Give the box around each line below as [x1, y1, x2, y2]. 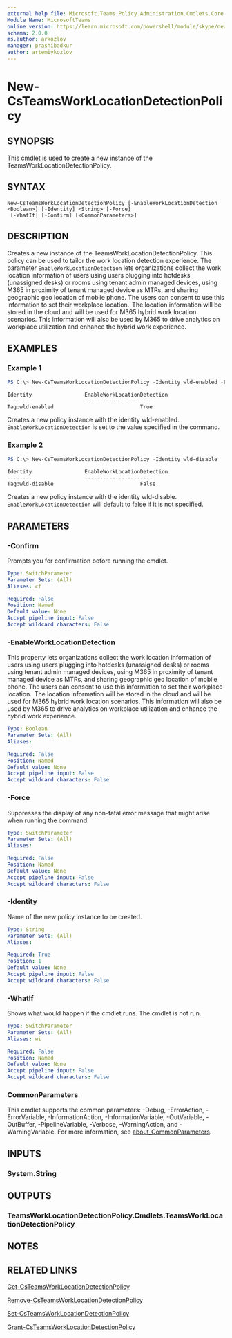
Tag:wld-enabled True [7, 404, 153, 410]
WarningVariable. [7, 1128, 57, 1136]
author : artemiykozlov [7, 49, 72, 56]
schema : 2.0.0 [7, 29, 48, 37]
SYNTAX [7, 181, 46, 193]
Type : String [7, 925, 45, 933]
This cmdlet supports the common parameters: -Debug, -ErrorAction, [7, 1105, 205, 1114]
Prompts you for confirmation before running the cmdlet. [7, 557, 168, 565]
